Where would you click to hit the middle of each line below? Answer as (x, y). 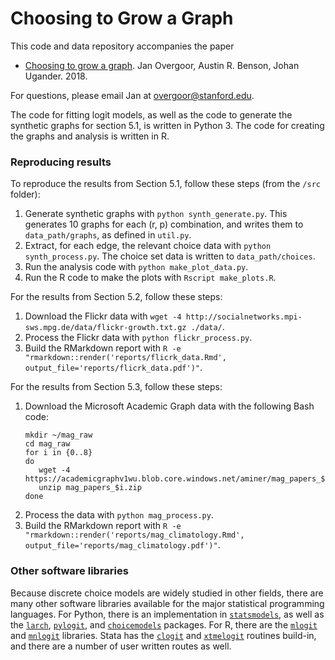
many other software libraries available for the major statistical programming (167, 603)
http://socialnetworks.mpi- (244, 317)
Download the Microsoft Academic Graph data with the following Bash (169, 406)
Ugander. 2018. (56, 76)
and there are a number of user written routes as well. (121, 646)
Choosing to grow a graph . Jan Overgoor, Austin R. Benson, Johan (162, 65)
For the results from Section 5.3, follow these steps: (116, 387)
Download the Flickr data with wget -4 (103, 316)
